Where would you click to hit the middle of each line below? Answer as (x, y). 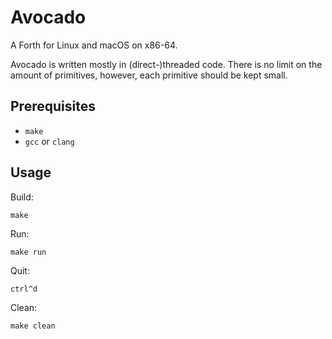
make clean (33, 326)
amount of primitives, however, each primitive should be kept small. (149, 75)
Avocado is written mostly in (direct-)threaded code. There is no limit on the (166, 64)
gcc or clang (49, 141)
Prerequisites (53, 106)
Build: (22, 197)
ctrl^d (24, 289)
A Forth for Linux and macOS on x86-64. (94, 45)
